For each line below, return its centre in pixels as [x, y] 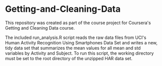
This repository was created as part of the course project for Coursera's [78, 23]
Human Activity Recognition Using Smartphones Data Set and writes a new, [81, 42]
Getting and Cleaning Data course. [40, 28]
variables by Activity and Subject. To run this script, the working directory [80, 53]
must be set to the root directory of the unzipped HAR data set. [69, 58]
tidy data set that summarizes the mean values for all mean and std [73, 48]
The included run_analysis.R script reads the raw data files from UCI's [76, 37]
